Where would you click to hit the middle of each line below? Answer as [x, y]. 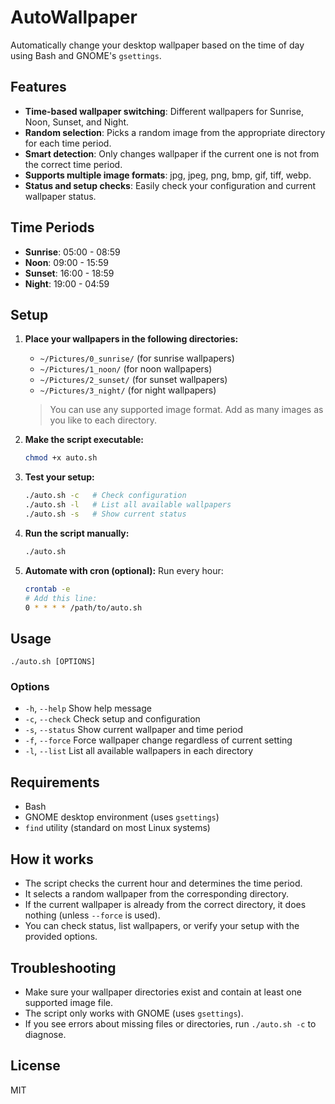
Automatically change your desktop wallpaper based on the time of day [157, 45]
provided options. [61, 937]
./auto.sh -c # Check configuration [105, 496]
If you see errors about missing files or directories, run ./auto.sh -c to [170, 1023]
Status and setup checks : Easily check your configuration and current [170, 185]
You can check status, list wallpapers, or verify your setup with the [162, 926]
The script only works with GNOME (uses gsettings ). [134, 1013]
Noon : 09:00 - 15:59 [66, 262]
